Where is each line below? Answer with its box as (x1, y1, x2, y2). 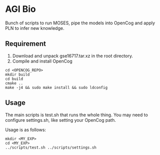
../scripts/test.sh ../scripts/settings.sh (5, 145, 97, 150)
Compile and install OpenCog (12, 58, 73, 64)
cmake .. (5, 80, 23, 85)
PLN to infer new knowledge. (5, 25, 65, 31)
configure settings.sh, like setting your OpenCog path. (5, 117, 116, 123)
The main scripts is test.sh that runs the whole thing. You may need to (5, 112, 148, 118)
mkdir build (5, 72, 30, 77)
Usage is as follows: (5, 127, 46, 133)
